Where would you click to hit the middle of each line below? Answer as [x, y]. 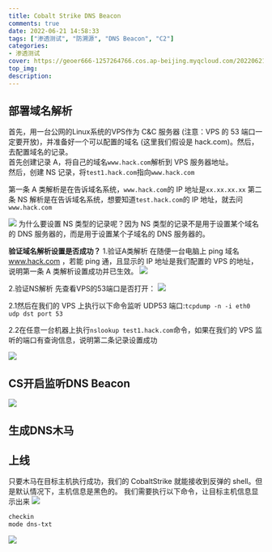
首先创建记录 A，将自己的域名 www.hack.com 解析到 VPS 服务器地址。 [121, 162]
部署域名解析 [40, 111]
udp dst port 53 [36, 314]
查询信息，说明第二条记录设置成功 [100, 340]
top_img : [23, 69]
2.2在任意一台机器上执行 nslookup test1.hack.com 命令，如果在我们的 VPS [131, 330]
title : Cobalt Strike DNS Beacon [65, 16]
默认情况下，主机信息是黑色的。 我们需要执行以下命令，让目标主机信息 [133, 491]
